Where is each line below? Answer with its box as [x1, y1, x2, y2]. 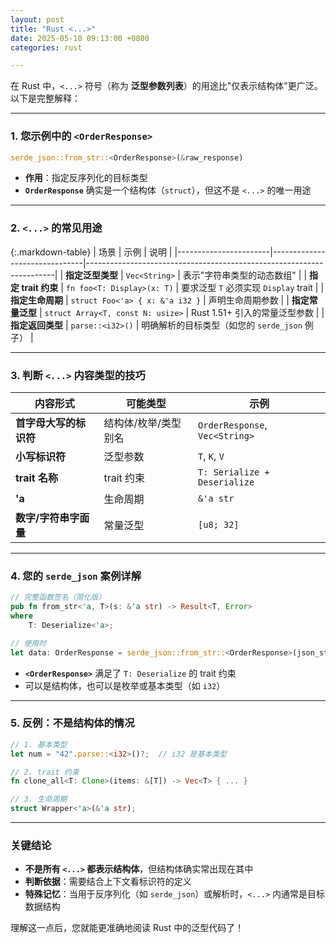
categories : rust [10, 42, 83, 53]
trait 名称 [15, 471, 58, 485]
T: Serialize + [198, 467, 270, 478]
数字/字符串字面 [15, 511, 90, 525]
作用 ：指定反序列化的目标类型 [24, 172, 148, 184]
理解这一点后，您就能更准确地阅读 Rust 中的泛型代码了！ [10, 922, 245, 934]
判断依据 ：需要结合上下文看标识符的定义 [24, 876, 192, 888]
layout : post [10, 14, 65, 25]
